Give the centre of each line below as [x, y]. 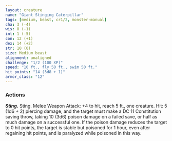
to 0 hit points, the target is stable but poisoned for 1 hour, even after [78, 128]
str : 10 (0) [18, 48]
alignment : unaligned [28, 58]
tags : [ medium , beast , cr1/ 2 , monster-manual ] [56, 19]
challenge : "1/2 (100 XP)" [34, 63]
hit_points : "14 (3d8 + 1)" [35, 72]
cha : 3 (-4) [18, 24]
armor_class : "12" [25, 77]
